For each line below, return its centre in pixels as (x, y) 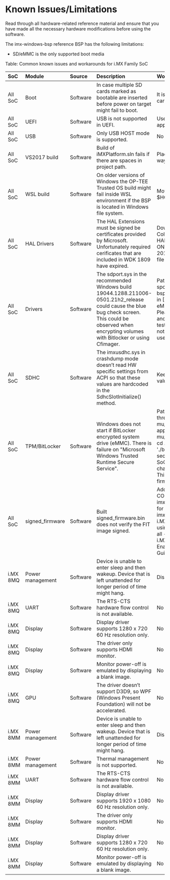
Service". (108, 468)
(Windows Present (118, 698)
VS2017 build (42, 157)
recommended (114, 280)
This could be (113, 319)
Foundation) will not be (123, 704)
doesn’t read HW (116, 365)
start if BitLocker (116, 430)
